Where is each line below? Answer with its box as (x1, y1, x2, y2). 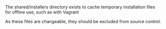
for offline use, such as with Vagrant (5, 9, 79, 15)
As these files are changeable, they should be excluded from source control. (5, 19, 161, 24)
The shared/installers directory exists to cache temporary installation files (5, 4, 155, 10)
